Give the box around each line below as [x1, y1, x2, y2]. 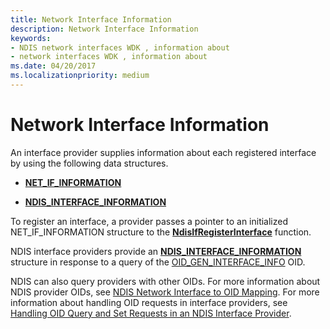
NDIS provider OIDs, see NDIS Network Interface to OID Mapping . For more [10, 286, 320, 298]
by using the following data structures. [10, 157, 169, 169]
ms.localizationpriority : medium [10, 71, 150, 81]
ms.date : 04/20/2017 [10, 61, 97, 71]
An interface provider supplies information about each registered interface [10, 146, 317, 158]
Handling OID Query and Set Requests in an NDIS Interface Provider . [10, 307, 292, 319]
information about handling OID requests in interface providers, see [10, 296, 288, 308]
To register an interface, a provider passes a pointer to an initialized [10, 215, 289, 227]
